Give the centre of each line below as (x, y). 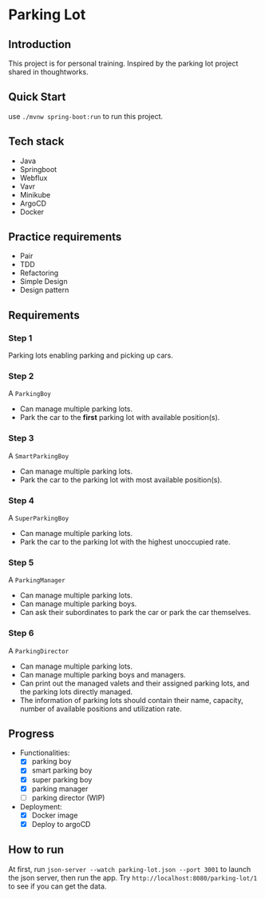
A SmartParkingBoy (39, 455)
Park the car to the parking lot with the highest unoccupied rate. (125, 542)
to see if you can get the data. (57, 886)
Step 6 (21, 633)
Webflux (34, 178)
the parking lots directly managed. (76, 691)
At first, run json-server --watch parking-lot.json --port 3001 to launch (130, 869)
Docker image (55, 815)
